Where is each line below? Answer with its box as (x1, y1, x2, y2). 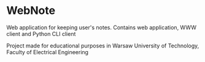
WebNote (6, 4, 56, 18)
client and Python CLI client (6, 30, 76, 37)
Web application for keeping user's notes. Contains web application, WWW (6, 24, 196, 31)
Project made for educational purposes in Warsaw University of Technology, (6, 42, 199, 49)
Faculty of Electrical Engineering (6, 48, 89, 55)
